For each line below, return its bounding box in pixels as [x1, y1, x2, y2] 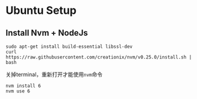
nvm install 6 [5, 83, 42, 89]
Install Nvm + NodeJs [5, 28, 88, 38]
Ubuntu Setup [5, 4, 77, 18]
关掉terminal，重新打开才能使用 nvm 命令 [5, 71, 103, 78]
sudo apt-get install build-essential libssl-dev [5, 43, 133, 49]
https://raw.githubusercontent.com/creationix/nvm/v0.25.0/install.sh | [5, 54, 192, 60]
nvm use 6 [5, 88, 31, 94]
